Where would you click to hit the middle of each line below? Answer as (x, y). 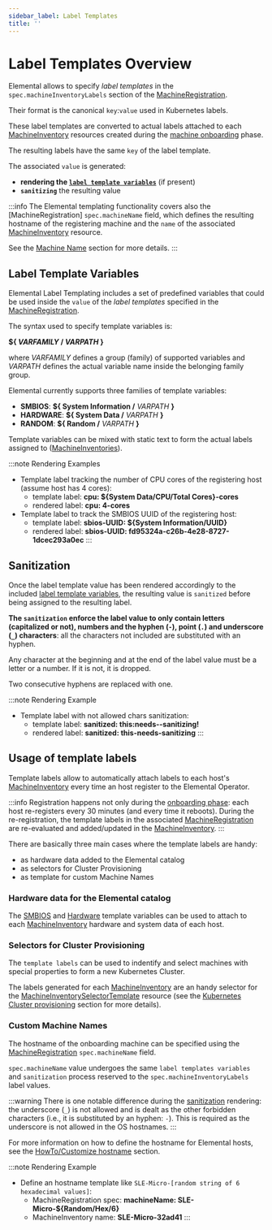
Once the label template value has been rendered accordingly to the (122, 585)
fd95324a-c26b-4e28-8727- (179, 531)
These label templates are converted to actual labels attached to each (125, 126)
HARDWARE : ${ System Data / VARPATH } (92, 415)
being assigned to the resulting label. (70, 603)
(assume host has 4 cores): (66, 488)
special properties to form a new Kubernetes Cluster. (97, 972)
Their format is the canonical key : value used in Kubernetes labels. (119, 110)
